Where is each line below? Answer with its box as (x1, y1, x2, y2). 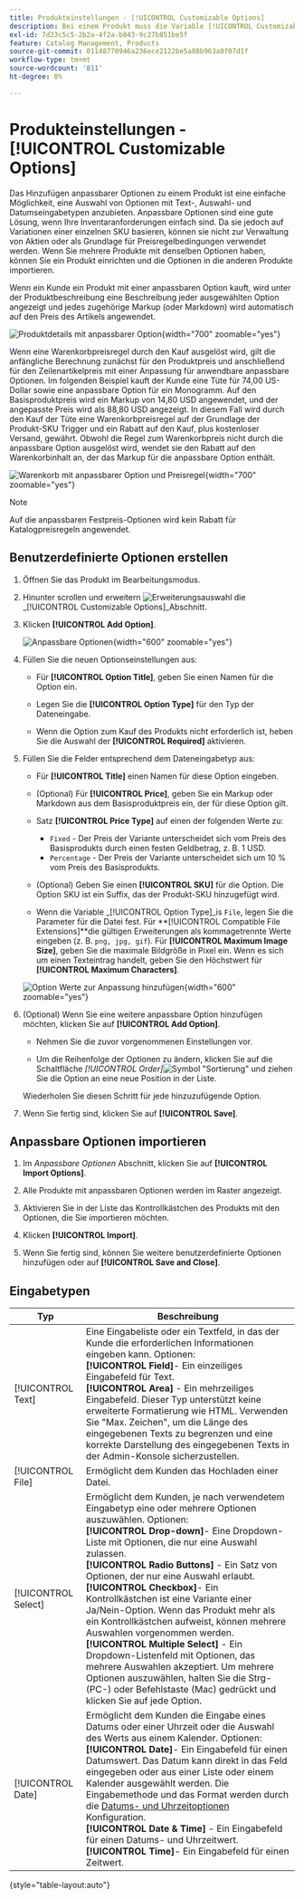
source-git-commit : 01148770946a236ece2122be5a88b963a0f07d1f (9, 47, 249, 56)
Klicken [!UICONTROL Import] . (22, 1230, 138, 1241)
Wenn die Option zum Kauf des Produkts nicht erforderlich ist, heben (35, 725, 294, 736)
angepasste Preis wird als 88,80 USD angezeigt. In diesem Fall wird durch (9, 404, 285, 415)
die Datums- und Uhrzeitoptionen (85, 1799, 230, 1812)
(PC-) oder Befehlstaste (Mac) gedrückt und (85, 1683, 277, 1696)
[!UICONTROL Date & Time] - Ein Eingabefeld (85, 1822, 283, 1835)
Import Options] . (22, 1167, 87, 1178)
